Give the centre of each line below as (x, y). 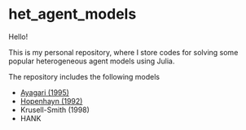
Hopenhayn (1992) (51, 101)
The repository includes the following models (84, 76)
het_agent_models (72, 14)
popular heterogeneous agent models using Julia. (92, 61)
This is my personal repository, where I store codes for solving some (123, 52)
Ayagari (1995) (44, 92)
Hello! (18, 37)
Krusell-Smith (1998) (55, 110)
